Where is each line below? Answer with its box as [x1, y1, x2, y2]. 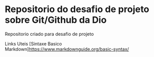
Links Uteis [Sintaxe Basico [5, 40, 62, 46]
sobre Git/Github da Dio [5, 14, 107, 26]
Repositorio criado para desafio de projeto [5, 31, 94, 37]
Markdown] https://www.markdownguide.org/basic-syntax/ [5, 46, 129, 52]
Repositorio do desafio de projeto [5, 4, 149, 15]
